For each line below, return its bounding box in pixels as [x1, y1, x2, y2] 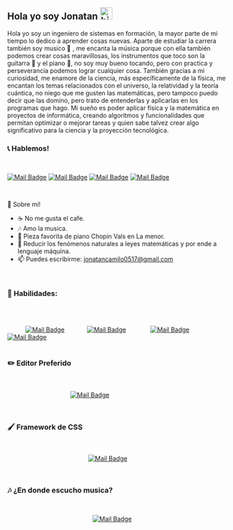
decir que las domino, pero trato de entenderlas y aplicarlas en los [7, 96, 199, 104]
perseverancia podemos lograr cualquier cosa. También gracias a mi [7, 66, 205, 74]
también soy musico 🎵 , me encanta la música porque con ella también [7, 43, 211, 53]
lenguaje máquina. [17, 247, 71, 256]
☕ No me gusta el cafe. [17, 215, 85, 223]
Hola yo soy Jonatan [7, 11, 98, 22]
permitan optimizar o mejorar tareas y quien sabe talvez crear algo [7, 118, 199, 127]
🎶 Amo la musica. [17, 224, 68, 233]
